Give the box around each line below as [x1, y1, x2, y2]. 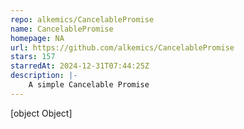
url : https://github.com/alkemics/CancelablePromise [10, 42, 235, 53]
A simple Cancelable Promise [28, 80, 150, 90]
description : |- [10, 71, 78, 81]
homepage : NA [10, 33, 65, 43]
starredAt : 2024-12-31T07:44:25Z [10, 61, 150, 71]
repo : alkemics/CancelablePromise [10, 14, 155, 25]
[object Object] [10, 107, 73, 119]
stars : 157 [10, 52, 56, 62]
